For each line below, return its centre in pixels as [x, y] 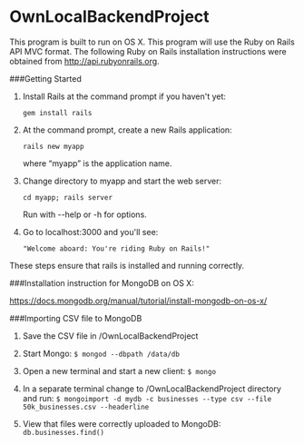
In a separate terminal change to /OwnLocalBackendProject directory [152, 389]
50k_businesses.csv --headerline [86, 407]
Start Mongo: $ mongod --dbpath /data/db [101, 353]
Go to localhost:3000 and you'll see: [90, 232]
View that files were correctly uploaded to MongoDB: [122, 423]
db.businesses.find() [63, 432]
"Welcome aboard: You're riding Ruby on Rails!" [116, 248]
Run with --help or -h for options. [84, 214]
